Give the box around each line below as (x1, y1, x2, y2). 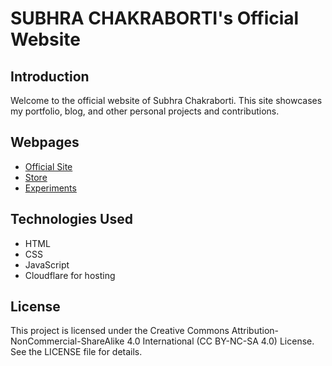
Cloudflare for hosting (24, 269, 116, 281)
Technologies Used (10, 211, 133, 228)
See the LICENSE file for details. (10, 346, 143, 358)
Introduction (10, 68, 90, 85)
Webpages (10, 134, 80, 151)
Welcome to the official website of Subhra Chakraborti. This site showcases (10, 95, 323, 106)
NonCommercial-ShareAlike (10, 335, 125, 347)
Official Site (24, 160, 73, 172)
